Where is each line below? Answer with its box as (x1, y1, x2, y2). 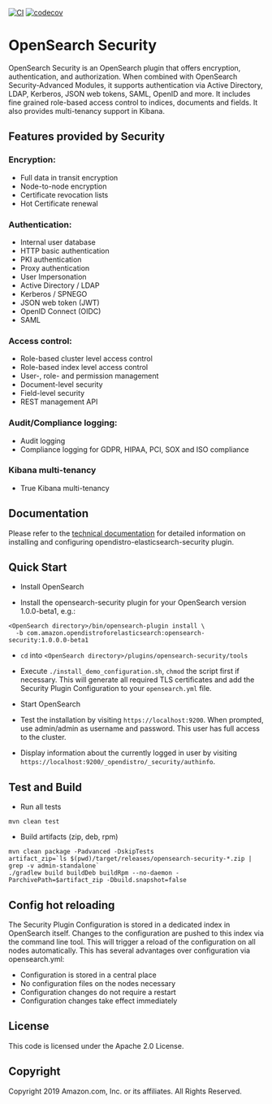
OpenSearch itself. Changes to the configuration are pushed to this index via (8, 928, 264, 938)
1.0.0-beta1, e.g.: (19, 606, 76, 616)
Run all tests (19, 802, 62, 812)
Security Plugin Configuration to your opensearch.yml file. (19, 684, 213, 693)
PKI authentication (19, 254, 82, 264)
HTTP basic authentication (19, 246, 110, 255)
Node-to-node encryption (19, 181, 107, 191)
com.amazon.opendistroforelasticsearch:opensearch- (26, 629, 205, 637)
